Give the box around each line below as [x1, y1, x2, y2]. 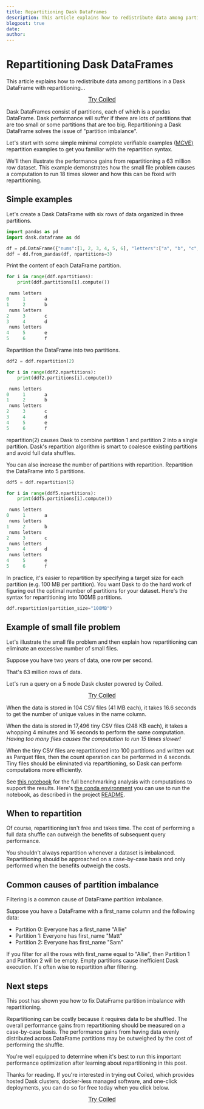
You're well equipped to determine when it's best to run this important [6, 1053, 182, 1060]
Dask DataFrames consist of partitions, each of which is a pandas [6, 108, 171, 115]
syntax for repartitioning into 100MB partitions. [6, 593, 123, 601]
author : [6, 32, 26, 38]
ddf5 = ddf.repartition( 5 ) [6, 479, 75, 485]
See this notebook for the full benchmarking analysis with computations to [6, 778, 192, 785]
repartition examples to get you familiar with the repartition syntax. [6, 146, 173, 153]
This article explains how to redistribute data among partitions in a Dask [6, 78, 186, 85]
